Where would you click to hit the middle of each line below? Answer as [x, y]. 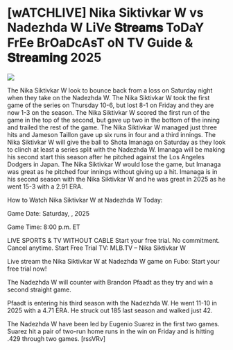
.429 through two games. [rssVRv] [57, 338]
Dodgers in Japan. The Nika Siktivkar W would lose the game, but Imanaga [114, 164]
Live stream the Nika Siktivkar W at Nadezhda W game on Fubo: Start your [114, 261]
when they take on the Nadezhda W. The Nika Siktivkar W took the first [109, 97]
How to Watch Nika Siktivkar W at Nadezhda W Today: [85, 200]
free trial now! [27, 269]
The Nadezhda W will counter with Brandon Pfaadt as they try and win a [110, 282]
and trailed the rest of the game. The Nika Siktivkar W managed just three [112, 127]
